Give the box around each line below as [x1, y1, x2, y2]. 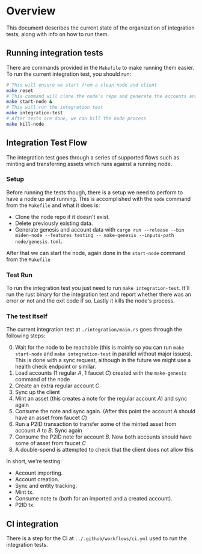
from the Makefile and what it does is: [6, 202, 100, 209]
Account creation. [14, 476, 60, 483]
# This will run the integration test [6, 104, 103, 111]
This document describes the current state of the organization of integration [6, 24, 195, 31]
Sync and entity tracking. [14, 482, 78, 490]
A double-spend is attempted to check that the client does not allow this [14, 446, 194, 454]
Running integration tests [6, 48, 103, 58]
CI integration [6, 519, 59, 529]
